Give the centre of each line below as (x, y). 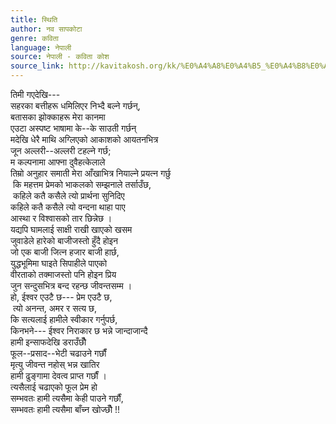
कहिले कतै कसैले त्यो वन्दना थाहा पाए (68, 207)
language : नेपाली (41, 47)
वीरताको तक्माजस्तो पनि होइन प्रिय (63, 274)
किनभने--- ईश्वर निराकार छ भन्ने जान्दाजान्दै (79, 330)
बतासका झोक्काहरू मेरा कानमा (58, 117)
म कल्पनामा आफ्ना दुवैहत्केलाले (58, 162)
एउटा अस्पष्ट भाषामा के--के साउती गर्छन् (73, 128)
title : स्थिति (34, 19)
